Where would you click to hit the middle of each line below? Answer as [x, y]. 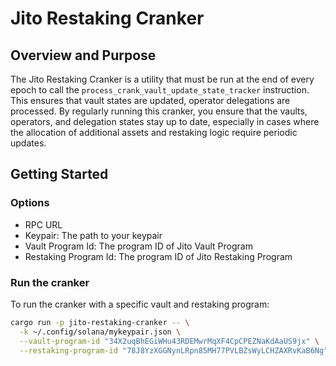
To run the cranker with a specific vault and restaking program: [140, 304]
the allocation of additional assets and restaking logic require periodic [154, 132]
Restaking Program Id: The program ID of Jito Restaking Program [158, 256]
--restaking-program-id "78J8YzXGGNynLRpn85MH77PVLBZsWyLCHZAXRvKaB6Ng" [174, 350]
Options [30, 203]
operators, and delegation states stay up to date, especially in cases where [165, 121]
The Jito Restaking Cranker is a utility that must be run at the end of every [162, 79]
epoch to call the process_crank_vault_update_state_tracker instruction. [160, 90]
